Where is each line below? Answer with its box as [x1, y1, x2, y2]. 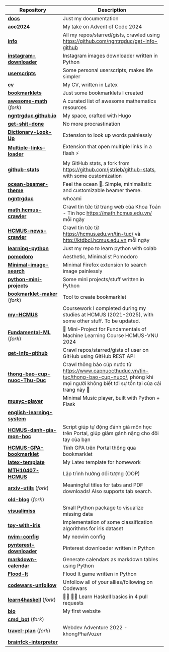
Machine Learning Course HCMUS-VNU [62, 332, 158, 339]
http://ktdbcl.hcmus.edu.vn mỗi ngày [62, 237, 150, 244]
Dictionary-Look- [8, 129, 52, 135]
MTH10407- [8, 467, 39, 474]
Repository [19, 7, 47, 13]
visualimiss [8, 507, 36, 514]
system [8, 415, 26, 422]
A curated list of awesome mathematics [62, 98, 156, 104]
